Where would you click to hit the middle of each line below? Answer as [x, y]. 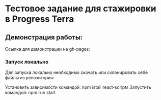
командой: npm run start [30, 93]
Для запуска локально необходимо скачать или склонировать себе [77, 72]
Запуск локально [27, 62]
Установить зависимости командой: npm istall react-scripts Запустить [78, 87]
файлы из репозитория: [30, 78]
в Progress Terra [40, 19]
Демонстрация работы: [44, 37]
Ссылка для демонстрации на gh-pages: [48, 49]
